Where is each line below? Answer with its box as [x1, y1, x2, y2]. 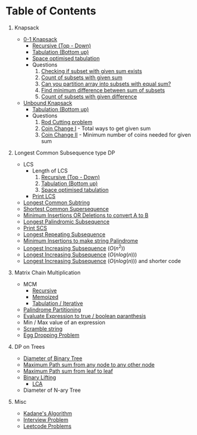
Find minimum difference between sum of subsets [41, 86, 165, 93]
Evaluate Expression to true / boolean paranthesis [23, 312, 146, 319]
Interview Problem [23, 416, 69, 423]
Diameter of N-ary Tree [23, 386, 81, 394]
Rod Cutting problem [41, 118, 93, 125]
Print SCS [23, 224, 47, 231]
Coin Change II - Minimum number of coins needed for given [41, 131, 191, 138]
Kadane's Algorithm [23, 409, 72, 417]
